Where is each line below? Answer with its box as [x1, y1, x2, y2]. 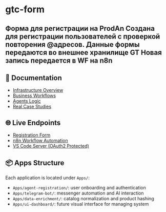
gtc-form [5, 4, 45, 15]
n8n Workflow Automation [12, 138, 68, 144]
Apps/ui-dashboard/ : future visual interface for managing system [12, 201, 149, 207]
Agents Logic [12, 98, 41, 104]
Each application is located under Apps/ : [5, 175, 90, 181]
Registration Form [12, 132, 51, 138]
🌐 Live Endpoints [5, 118, 61, 127]
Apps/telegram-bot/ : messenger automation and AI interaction [12, 190, 144, 196]
